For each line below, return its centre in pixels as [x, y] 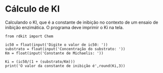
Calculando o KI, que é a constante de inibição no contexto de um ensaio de [82, 22]
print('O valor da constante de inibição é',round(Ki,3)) [65, 66]
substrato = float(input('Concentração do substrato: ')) [65, 49]
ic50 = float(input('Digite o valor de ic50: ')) [57, 44]
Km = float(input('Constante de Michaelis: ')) [54, 53]
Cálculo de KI [32, 9]
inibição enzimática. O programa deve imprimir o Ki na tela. [64, 27]
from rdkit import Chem [29, 36]
